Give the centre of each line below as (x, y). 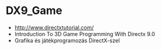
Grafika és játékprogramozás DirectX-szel (67, 40)
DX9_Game (34, 11)
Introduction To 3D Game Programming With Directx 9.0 (85, 34)
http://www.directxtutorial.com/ (54, 27)
